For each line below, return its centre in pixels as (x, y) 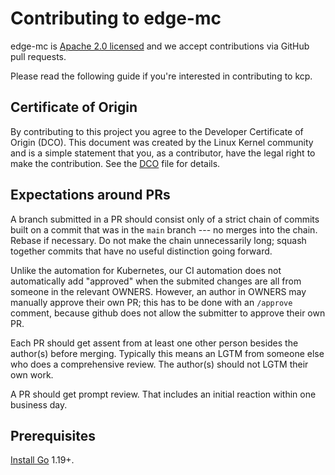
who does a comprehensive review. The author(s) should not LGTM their (159, 364)
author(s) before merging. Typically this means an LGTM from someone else (167, 353)
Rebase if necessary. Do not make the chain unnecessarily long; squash (158, 240)
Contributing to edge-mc (116, 18)
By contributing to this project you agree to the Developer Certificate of (157, 131)
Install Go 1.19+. (42, 460)
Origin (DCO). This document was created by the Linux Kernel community (162, 142)
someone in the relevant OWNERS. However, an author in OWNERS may (158, 291)
